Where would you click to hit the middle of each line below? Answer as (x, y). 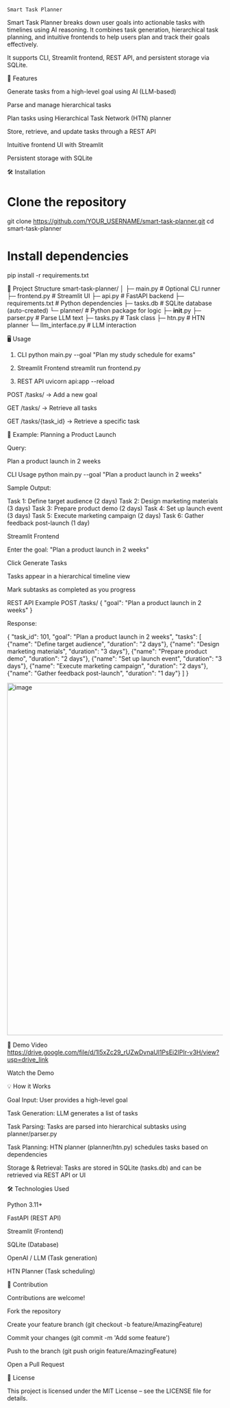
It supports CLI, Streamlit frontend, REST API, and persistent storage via (108, 58)
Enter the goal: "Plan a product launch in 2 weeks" (78, 549)
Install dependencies (68, 257)
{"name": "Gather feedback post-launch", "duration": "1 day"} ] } (98, 673)
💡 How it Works (29, 1086)
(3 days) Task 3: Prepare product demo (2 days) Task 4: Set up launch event (115, 508)
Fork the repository (34, 1311)
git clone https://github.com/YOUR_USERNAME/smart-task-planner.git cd (111, 221)
